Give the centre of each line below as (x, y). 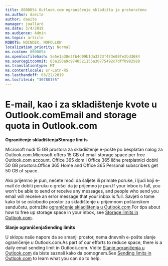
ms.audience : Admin (26, 33)
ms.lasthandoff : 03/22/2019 (35, 75)
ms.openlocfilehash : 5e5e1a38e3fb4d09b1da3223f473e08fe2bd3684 (73, 56)
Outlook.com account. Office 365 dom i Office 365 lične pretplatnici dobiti (81, 160)
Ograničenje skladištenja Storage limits (46, 140)
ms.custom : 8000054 (26, 52)
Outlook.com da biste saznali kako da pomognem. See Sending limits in (78, 253)
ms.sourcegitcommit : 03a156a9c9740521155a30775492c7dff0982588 (73, 61)
